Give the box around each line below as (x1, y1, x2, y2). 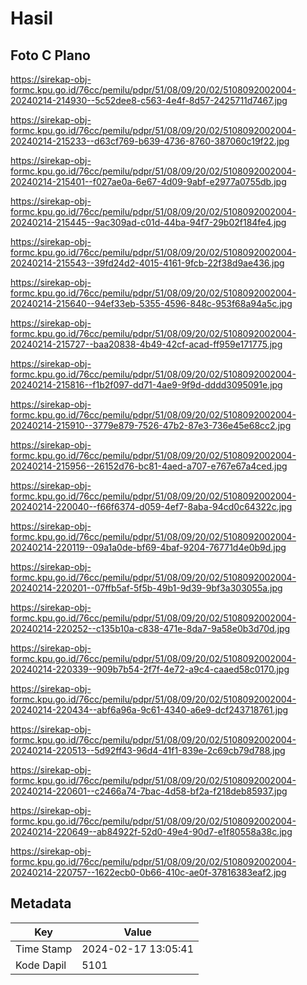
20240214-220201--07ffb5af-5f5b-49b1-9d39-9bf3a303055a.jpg (10, 582, 283, 594)
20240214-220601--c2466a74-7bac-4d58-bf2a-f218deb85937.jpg (10, 785, 288, 797)
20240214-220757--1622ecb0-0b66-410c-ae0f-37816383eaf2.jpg (10, 867, 287, 878)
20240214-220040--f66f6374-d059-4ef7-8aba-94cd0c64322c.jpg (10, 501, 293, 512)
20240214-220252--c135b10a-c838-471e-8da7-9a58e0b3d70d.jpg (10, 623, 291, 634)
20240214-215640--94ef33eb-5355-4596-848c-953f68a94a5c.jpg (10, 298, 293, 309)
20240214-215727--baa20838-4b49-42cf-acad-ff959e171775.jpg (10, 338, 283, 350)
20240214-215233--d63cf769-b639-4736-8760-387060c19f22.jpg (10, 135, 290, 147)
